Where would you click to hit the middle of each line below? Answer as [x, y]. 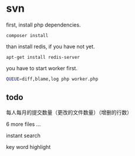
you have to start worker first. [42, 68]
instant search [23, 135]
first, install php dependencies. [43, 25]
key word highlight [28, 147]
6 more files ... [23, 124]
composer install [27, 35]
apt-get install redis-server [43, 57]
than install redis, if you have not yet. [50, 47]
